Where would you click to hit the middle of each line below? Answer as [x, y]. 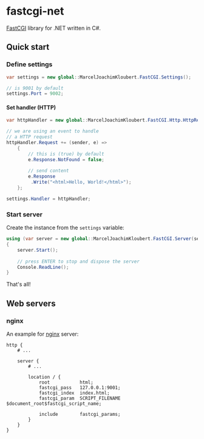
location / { [45, 377]
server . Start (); [38, 250]
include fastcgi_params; [80, 414]
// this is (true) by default [66, 154]
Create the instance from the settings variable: [65, 228]
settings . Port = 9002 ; [35, 94]
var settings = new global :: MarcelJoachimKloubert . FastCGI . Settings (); [99, 77]
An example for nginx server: [42, 334]
